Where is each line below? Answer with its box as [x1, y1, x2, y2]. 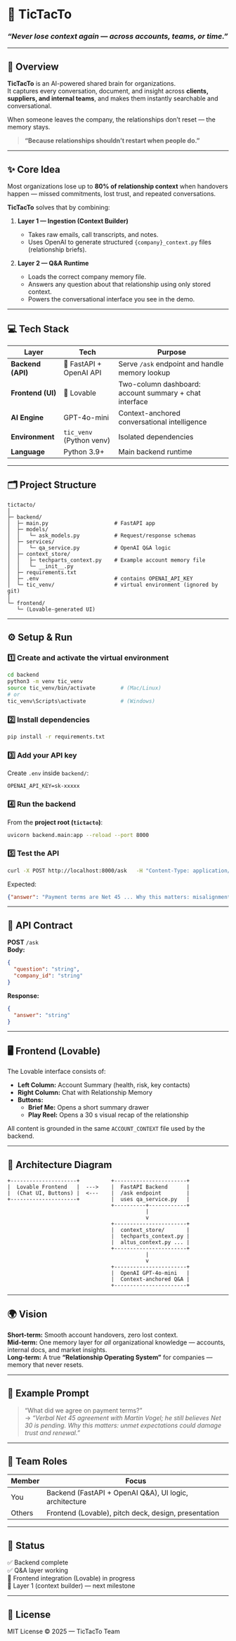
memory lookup [118, 368, 171, 377]
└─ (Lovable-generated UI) [16, 606, 96, 613]
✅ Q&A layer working [7, 1567, 69, 1575]
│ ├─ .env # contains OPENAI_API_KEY [7, 575, 193, 582]
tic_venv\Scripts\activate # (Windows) [7, 697, 156, 705]
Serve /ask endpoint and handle [118, 358, 224, 368]
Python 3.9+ [63, 446, 105, 456]
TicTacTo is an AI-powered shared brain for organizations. [7, 79, 176, 88]
